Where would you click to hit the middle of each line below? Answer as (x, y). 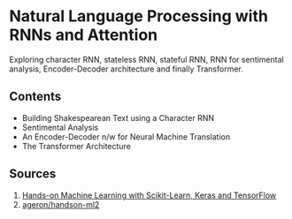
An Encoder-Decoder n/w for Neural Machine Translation (126, 136)
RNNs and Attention (83, 35)
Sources (33, 174)
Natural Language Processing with (138, 16)
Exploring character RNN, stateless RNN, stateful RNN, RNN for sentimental (147, 59)
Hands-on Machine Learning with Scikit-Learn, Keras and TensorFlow (149, 195)
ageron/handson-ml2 (61, 204)
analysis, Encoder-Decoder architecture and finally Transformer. (126, 69)
